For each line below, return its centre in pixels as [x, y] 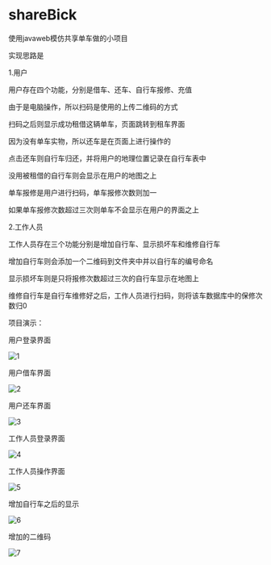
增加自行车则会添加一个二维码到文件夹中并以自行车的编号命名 [111, 261]
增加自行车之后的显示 [44, 504]
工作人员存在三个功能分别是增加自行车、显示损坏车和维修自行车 [114, 244]
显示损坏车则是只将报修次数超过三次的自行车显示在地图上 [104, 278]
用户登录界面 [29, 340]
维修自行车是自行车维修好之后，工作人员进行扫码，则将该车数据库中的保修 [132, 295]
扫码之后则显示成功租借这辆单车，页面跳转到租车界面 [97, 123]
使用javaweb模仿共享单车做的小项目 [68, 38]
